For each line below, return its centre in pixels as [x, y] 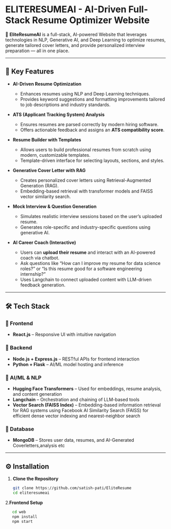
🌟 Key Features [30, 72]
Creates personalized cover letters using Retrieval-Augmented [85, 180]
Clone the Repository [35, 479]
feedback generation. [43, 285]
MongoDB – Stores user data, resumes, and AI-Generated [73, 440]
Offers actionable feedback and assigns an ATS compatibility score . [92, 130]
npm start [22, 521]
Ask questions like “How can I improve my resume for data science [90, 263]
